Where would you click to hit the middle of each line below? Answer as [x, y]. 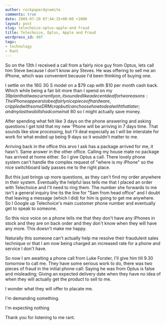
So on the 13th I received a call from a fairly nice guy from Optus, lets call [80, 65]
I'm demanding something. [32, 298]
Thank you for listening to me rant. [40, 317]
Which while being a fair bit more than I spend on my [59, 90]
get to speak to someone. [31, 208]
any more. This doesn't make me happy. [46, 228]
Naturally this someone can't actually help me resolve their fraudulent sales [82, 238]
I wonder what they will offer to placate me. [49, 288]
